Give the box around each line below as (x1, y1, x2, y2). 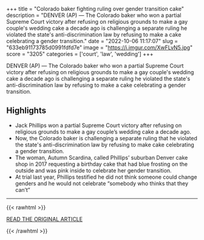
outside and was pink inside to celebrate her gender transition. (15, 166, 172, 174)
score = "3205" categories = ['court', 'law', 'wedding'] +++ (6, 50, 154, 57)
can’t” (15, 186, 30, 193)
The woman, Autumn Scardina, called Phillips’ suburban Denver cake (15, 154, 188, 161)
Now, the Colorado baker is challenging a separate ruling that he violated (15, 134, 197, 142)
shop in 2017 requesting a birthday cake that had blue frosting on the (15, 160, 188, 168)
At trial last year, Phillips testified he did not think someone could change (15, 173, 197, 180)
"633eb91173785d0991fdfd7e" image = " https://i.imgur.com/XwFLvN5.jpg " (6, 44, 193, 51)
